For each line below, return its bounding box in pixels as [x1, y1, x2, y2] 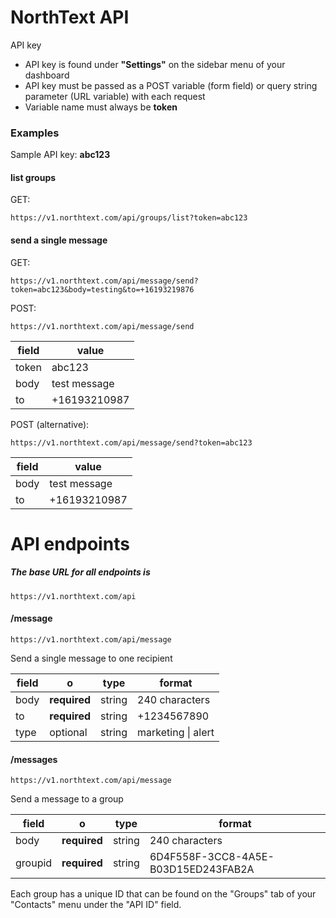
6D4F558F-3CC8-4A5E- [149, 850, 275, 864]
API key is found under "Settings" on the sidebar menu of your [24, 58, 286, 70]
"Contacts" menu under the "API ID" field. [10, 899, 182, 911]
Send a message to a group [10, 793, 124, 805]
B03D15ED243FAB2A [149, 862, 255, 876]
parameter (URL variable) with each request [24, 90, 206, 102]
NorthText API [10, 6, 130, 29]
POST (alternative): [10, 418, 90, 430]
